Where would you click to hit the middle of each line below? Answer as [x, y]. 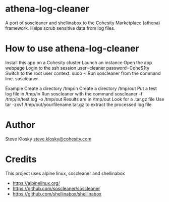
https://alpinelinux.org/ [36, 183]
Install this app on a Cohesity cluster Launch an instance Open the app [79, 62]
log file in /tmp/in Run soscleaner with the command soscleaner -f [74, 93]
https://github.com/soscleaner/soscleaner [56, 188]
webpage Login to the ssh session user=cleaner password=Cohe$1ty [77, 68]
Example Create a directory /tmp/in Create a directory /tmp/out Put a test [81, 88]
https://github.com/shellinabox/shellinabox [57, 194]
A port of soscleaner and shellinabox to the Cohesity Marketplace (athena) [83, 23]
